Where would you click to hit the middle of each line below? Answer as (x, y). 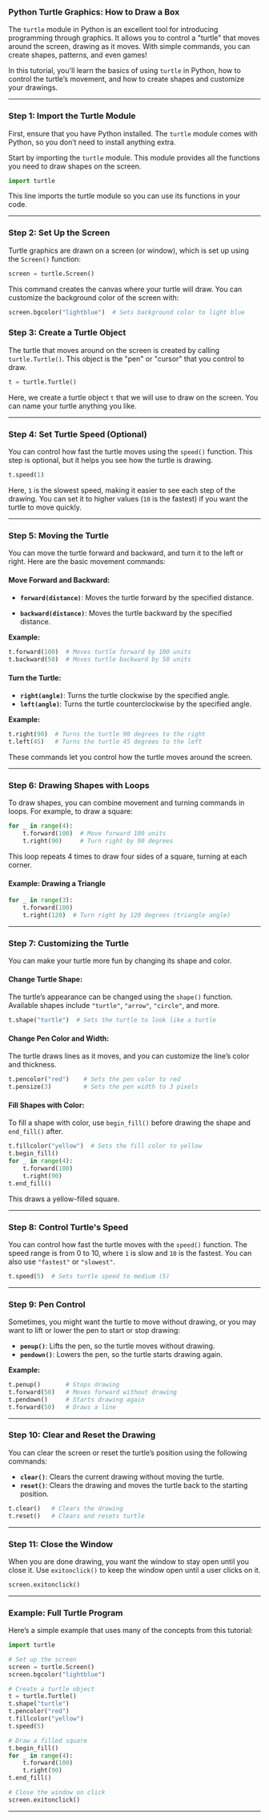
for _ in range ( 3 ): (41, 900)
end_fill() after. (36, 1131)
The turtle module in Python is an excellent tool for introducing (113, 30)
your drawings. (33, 87)
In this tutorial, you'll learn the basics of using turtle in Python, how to (125, 71)
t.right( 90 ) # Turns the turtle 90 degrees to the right (107, 734)
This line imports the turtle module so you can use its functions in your (124, 196)
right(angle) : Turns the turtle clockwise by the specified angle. (125, 696)
